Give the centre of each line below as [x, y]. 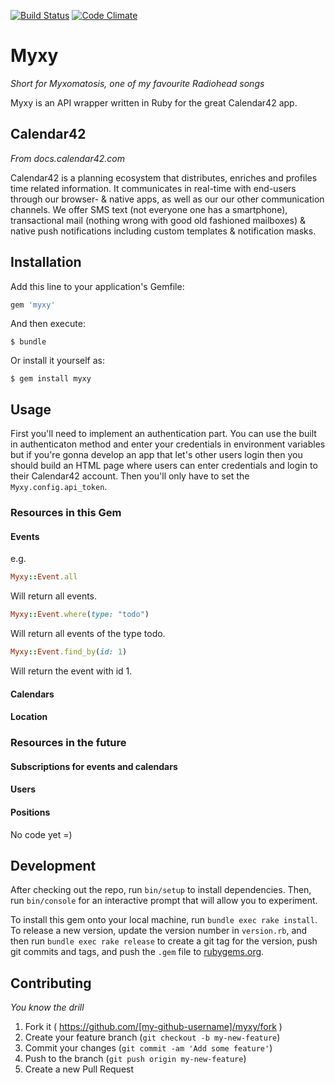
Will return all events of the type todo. [88, 634]
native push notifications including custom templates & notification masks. [163, 231]
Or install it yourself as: [57, 361]
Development [53, 865]
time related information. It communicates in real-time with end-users [153, 188]
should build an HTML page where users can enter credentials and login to [164, 466]
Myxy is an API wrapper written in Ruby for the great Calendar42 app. [154, 102]
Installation [46, 262]
